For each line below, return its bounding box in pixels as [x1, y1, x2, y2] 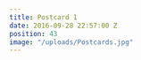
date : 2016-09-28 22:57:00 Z [9, 21, 118, 30]
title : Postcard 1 [9, 12, 78, 22]
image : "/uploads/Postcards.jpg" [9, 37, 134, 47]
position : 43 [9, 29, 58, 38]
